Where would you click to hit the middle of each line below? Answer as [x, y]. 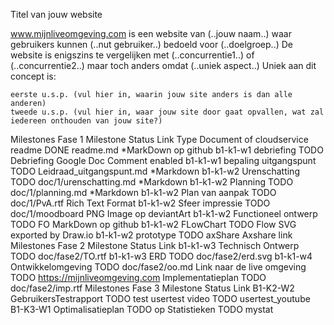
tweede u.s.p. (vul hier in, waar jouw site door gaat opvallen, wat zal [167, 112]
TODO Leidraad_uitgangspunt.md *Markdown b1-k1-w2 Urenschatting [155, 171]
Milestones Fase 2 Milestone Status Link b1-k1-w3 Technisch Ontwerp [155, 245]
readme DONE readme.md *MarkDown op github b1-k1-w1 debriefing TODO [167, 150]
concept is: [33, 76]
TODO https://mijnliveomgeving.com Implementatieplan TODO [138, 277]
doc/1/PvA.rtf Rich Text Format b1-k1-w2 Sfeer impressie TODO [140, 203]
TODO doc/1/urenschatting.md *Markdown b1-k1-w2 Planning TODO [152, 182]
